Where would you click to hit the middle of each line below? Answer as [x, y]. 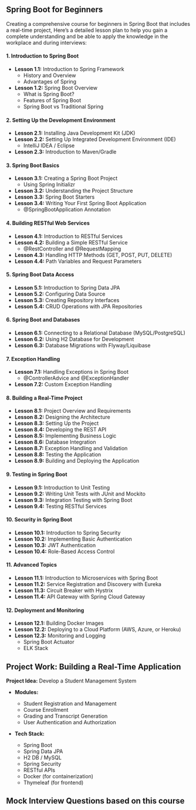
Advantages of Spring [50, 82]
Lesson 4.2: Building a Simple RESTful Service [71, 242]
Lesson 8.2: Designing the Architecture [62, 417]
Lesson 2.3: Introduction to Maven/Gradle [65, 152]
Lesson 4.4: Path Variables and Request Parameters [78, 261]
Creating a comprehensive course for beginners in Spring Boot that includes [98, 24]
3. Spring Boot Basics [33, 165]
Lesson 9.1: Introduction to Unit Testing [62, 487]
